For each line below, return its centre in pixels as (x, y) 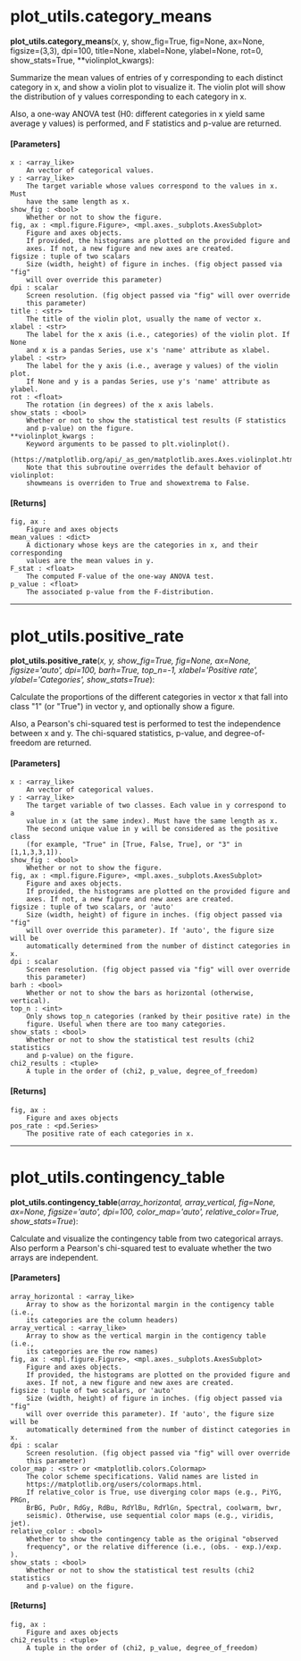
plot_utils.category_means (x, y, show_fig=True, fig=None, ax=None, (138, 41)
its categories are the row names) (92, 1351)
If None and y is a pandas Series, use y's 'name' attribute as (148, 382)
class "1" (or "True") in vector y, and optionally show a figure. (123, 707)
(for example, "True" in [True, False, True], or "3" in (134, 845)
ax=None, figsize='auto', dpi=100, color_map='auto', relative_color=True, (145, 1212)
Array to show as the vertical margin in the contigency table (146, 1336)
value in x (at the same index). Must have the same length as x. (152, 821)
